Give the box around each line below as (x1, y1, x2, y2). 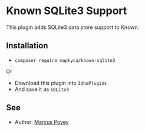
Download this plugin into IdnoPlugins (14, 79, 107, 86)
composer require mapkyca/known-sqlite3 (14, 57, 116, 63)
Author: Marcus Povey (14, 118, 69, 125)
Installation (6, 41, 48, 51)
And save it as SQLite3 (14, 86, 70, 93)
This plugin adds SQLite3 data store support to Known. (6, 24, 140, 31)
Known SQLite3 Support (6, 4, 127, 18)
